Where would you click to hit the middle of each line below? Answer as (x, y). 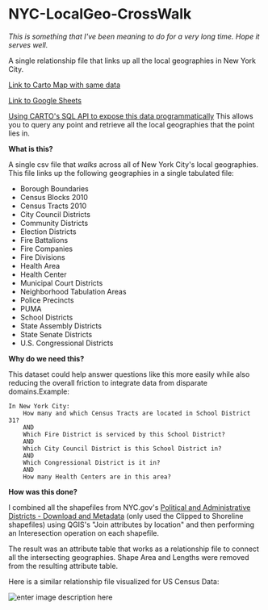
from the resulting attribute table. (63, 566)
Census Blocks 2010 (54, 197)
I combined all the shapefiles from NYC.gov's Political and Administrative (130, 507)
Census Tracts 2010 (53, 206)
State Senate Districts (56, 334)
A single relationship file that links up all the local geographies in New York (132, 61)
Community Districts (54, 223)
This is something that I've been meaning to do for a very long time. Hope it (134, 36)
